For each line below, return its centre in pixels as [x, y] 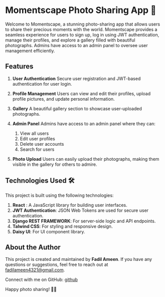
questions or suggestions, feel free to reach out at [57, 264]
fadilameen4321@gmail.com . [35, 270]
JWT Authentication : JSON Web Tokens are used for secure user [80, 210]
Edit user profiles [37, 138]
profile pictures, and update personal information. [63, 99]
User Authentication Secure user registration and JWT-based [76, 78]
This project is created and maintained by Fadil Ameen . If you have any [79, 259]
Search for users [37, 149]
